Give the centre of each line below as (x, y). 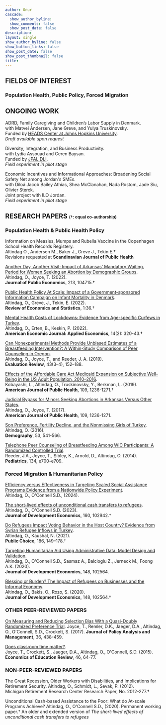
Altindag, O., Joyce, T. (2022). (36, 277)
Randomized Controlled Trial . (35, 450)
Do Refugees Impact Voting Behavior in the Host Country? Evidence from (80, 525)
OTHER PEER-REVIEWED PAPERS (46, 610)
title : (12, 61)
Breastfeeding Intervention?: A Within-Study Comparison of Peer (72, 348)
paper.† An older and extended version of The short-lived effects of (74, 712)
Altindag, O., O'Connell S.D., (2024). (42, 495)
